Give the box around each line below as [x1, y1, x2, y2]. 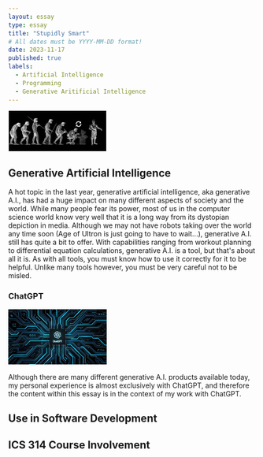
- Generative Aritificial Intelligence [15, 87, 146, 95]
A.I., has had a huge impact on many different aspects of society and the [8, 195, 244, 205]
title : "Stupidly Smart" [8, 29, 90, 37]
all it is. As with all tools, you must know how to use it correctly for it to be [8, 255, 246, 264]
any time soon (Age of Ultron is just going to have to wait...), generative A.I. [8, 229, 252, 239]
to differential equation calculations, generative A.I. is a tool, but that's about [8, 246, 256, 255]
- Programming [15, 79, 61, 87]
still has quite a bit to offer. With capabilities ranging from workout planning [8, 237, 252, 247]
